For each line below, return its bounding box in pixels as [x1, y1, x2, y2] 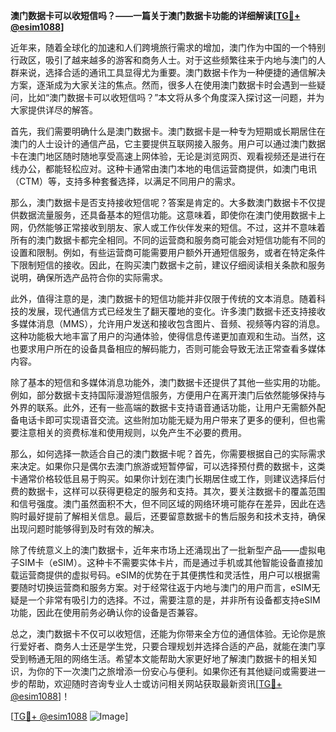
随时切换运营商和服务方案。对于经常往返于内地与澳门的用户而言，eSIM [18, 582, 312, 593]
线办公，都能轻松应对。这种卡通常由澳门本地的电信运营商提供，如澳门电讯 [10, 163, 317, 174]
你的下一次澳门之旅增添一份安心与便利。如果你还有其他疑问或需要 [36, 665, 308, 677]
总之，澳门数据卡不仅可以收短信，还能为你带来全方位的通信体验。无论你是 [10, 628, 317, 639]
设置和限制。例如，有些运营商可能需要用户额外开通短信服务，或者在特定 [10, 247, 308, 258]
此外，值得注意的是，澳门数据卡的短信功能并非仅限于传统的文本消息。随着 [10, 293, 317, 304]
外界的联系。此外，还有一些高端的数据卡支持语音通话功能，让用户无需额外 [10, 402, 317, 413]
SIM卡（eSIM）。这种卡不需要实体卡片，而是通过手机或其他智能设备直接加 [18, 557, 323, 568]
